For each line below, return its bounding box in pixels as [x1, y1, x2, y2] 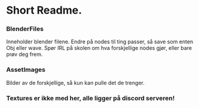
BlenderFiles [6, 25, 44, 33]
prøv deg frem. [6, 51, 43, 58]
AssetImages [6, 66, 46, 74]
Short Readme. [6, 4, 82, 17]
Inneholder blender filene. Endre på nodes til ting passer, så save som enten [6, 38, 194, 45]
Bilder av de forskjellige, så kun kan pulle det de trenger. [6, 79, 145, 86]
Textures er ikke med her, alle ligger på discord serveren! [6, 94, 175, 102]
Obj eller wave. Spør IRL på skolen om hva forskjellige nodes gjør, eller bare [6, 45, 192, 52]
